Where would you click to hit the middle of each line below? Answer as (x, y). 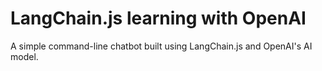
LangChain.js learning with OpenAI (158, 18)
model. (24, 56)
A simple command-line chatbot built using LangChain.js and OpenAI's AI (161, 46)
